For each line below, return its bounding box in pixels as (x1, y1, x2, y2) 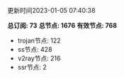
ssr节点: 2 (17, 63, 47, 71)
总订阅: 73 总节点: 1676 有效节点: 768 (7, 21, 118, 30)
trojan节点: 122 (17, 36, 62, 45)
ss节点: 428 (17, 45, 52, 53)
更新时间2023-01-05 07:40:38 (7, 6, 96, 14)
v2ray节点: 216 (17, 54, 61, 62)
